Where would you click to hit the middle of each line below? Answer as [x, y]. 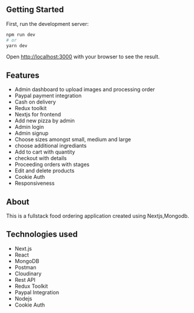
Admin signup [32, 133]
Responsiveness [34, 183]
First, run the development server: [47, 24]
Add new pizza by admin [45, 121]
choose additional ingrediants [50, 146]
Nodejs [23, 298]
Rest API [25, 279]
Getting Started [35, 10]
